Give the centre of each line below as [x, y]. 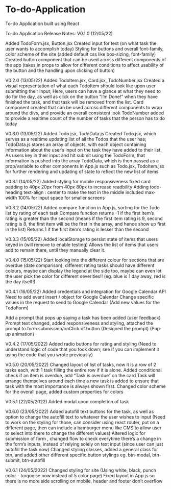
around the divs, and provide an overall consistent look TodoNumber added [85, 113]
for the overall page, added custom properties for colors [64, 392]
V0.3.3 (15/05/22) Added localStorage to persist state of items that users [82, 239]
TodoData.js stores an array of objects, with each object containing [76, 144]
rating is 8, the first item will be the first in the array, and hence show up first [86, 224]
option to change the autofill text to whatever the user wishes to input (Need [86, 417]
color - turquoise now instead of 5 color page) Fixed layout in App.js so [80, 475]
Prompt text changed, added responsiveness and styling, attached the [79, 323]
